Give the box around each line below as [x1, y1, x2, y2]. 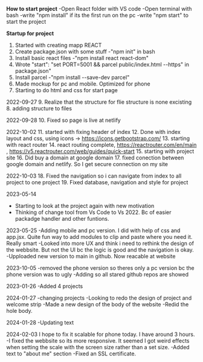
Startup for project [6, 30, 54, 37]
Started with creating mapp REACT [14, 42, 102, 49]
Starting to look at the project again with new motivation [14, 203, 155, 209]
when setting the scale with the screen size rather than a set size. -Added [6, 344, 190, 350]
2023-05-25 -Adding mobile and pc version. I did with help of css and [6, 227, 181, 234]
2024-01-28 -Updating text [6, 319, 74, 326]
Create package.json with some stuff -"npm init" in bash [14, 48, 155, 55]
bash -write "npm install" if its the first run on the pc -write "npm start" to [6, 12, 189, 19]
